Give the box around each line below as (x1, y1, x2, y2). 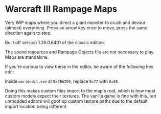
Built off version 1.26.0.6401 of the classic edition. (5, 39, 105, 45)
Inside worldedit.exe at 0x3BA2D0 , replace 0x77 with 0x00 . (5, 78, 119, 84)
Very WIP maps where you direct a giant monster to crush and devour (5, 20, 146, 25)
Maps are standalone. (5, 54, 49, 60)
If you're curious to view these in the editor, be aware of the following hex (5, 64, 154, 69)
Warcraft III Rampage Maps (5, 3, 117, 15)
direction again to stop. (5, 30, 52, 36)
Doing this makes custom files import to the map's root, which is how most (5, 88, 156, 93)
